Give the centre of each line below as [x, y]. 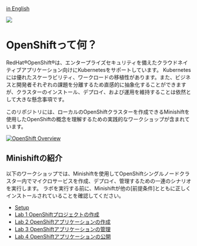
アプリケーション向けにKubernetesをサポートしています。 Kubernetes [106, 69]
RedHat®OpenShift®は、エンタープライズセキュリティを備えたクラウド [92, 62]
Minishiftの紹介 [34, 158]
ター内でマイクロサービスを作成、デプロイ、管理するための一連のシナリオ [101, 181]
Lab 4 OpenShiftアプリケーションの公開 [63, 236]
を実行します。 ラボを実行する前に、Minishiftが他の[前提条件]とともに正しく [98, 188]
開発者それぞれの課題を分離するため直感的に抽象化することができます [101, 84]
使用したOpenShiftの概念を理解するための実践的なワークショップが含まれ [96, 119]
